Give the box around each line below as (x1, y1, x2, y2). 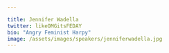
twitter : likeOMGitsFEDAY (7, 22, 82, 30)
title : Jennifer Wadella (7, 16, 79, 23)
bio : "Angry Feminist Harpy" (7, 29, 91, 36)
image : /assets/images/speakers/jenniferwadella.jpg (7, 35, 163, 42)
